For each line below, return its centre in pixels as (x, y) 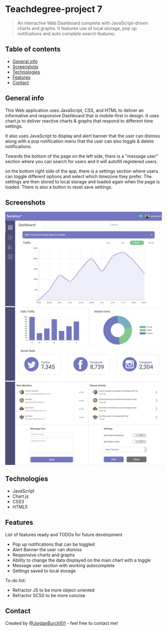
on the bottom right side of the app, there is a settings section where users (82, 171)
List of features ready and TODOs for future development (64, 534)
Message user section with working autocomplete (64, 565)
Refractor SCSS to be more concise (49, 595)
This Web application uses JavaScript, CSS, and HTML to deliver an (75, 110)
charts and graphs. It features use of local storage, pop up (77, 28)
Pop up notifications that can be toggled (53, 544)
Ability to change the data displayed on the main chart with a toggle (82, 560)
